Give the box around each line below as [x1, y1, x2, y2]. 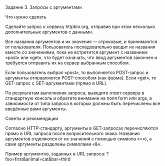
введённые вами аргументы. [5, 106, 67, 111]
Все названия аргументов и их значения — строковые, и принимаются [5, 38, 157, 44]
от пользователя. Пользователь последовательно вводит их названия [5, 44, 155, 49]
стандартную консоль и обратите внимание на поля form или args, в [5, 95, 152, 101]
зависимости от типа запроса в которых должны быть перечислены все [5, 100, 160, 106]
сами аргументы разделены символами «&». [5, 141, 102, 147]
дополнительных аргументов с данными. [5, 29, 93, 34]
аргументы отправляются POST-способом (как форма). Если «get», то [5, 75, 156, 80]
